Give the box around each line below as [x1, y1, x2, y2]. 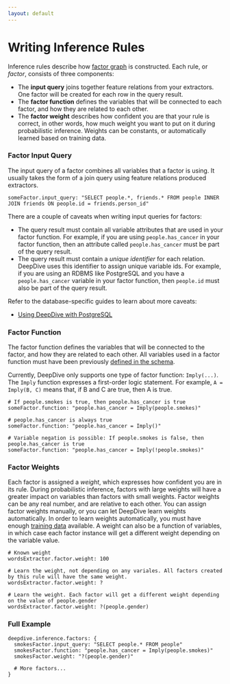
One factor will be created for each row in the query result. [17, 90, 183, 98]
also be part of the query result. [17, 284, 107, 292]
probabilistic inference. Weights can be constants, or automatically [17, 126, 206, 134]
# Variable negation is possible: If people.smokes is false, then [8, 435, 205, 442]
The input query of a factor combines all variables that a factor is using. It [8, 166, 215, 175]
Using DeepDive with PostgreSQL [17, 310, 113, 319]
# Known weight [8, 550, 51, 557]
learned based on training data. [17, 134, 107, 142]
